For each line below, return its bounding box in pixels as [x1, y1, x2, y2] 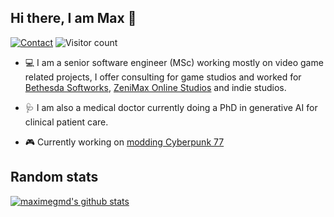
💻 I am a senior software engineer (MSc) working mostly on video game [24, 56, 324, 68]
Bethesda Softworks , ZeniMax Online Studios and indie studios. [24, 81, 287, 93]
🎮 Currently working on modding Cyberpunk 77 [24, 136, 225, 148]
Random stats [10, 169, 99, 186]
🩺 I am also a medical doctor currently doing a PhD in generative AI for [24, 101, 318, 113]
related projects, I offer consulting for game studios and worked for [24, 71, 302, 83]
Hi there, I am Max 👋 [10, 10, 137, 27]
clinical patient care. [24, 116, 109, 128]
